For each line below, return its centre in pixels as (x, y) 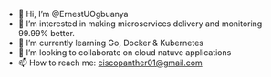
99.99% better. (47, 33)
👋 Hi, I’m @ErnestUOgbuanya (73, 14)
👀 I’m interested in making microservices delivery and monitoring (140, 24)
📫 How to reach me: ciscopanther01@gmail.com (110, 63)
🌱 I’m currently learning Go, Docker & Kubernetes (110, 43)
